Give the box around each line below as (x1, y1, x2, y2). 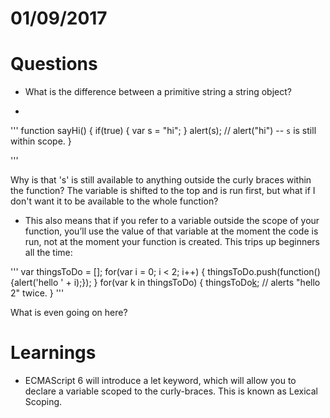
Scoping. (24, 396, 63, 408)
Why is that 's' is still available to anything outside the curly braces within (10, 174, 312, 186)
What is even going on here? (10, 307, 128, 319)
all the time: (24, 247, 73, 259)
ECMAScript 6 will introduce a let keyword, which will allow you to (24, 375, 297, 387)
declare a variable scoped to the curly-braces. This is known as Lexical (24, 385, 318, 397)
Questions (10, 53, 98, 76)
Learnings (10, 342, 97, 364)
